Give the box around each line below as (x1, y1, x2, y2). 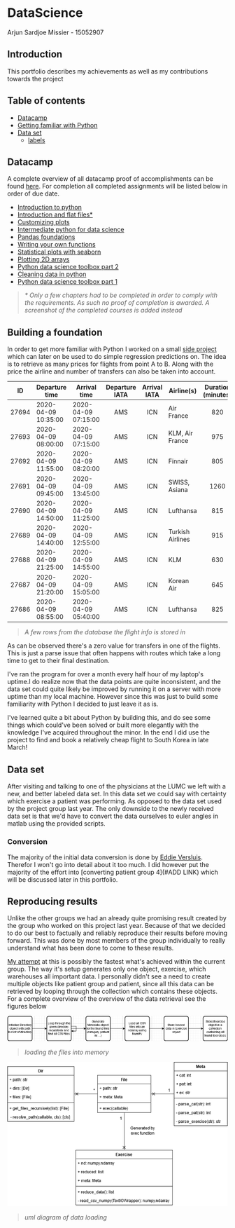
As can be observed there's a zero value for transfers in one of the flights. (7, 641, 220, 650)
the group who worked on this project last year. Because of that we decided (7, 922, 226, 930)
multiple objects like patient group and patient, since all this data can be (7, 980, 215, 988)
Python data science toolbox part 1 (17, 278, 117, 286)
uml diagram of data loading (24, 1213, 107, 1221)
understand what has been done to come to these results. (7, 944, 174, 953)
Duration (204, 383, 231, 391)
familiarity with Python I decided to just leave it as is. (7, 700, 159, 709)
